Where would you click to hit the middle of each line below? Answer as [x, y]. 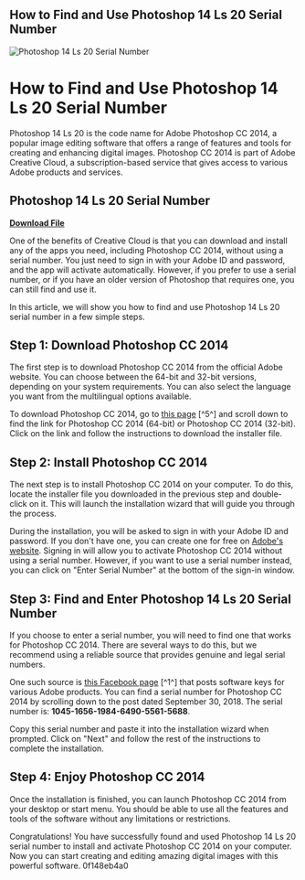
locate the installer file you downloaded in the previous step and [130, 494]
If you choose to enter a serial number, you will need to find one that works [151, 635]
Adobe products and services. [66, 172]
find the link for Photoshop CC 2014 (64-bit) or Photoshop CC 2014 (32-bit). [153, 424]
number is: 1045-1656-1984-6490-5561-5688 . [100, 711]
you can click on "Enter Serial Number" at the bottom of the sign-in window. [152, 570]
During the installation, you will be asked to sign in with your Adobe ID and [149, 531]
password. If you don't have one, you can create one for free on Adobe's [147, 541]
